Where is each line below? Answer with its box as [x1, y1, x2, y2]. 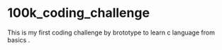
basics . [7, 35, 30, 44]
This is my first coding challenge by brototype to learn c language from [7, 28, 215, 37]
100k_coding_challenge [7, 5, 150, 21]
